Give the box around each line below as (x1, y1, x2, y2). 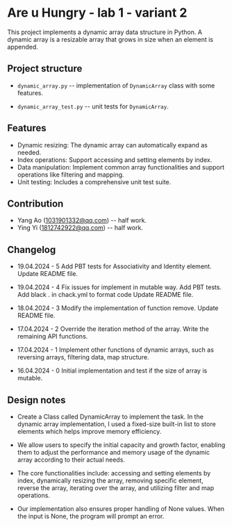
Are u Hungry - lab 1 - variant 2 (7, 5, 188, 21)
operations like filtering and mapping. (17, 170, 124, 179)
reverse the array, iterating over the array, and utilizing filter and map (17, 484, 215, 492)
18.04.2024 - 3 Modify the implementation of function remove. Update (17, 304, 219, 312)
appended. (7, 42, 38, 51)
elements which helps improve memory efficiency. (17, 428, 162, 435)
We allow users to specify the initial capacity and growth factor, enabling (17, 441, 226, 449)
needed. (17, 148, 42, 156)
